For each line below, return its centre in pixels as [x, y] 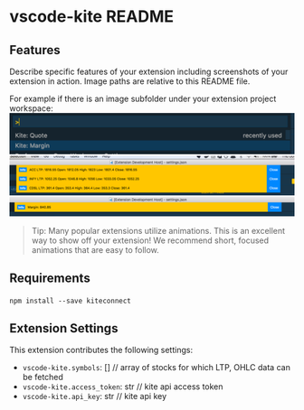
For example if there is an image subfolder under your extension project [143, 98]
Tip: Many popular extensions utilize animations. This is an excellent [158, 230]
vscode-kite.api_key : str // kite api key [95, 396]
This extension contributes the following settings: [101, 350]
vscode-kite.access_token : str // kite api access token [123, 387]
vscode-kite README [92, 17]
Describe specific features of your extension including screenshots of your [149, 71]
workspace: [31, 108]
